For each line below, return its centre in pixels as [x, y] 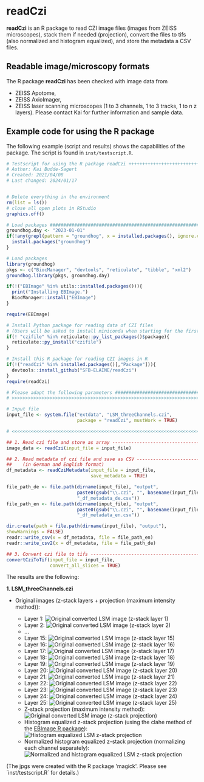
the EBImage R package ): [56, 728]
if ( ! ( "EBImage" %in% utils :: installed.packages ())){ [74, 286]
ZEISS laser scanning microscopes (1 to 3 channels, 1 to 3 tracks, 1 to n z [106, 106]
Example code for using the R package [80, 132]
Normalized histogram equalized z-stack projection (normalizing [104, 742]
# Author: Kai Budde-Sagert [42, 169]
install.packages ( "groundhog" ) [51, 242]
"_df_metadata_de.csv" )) [108, 498]
